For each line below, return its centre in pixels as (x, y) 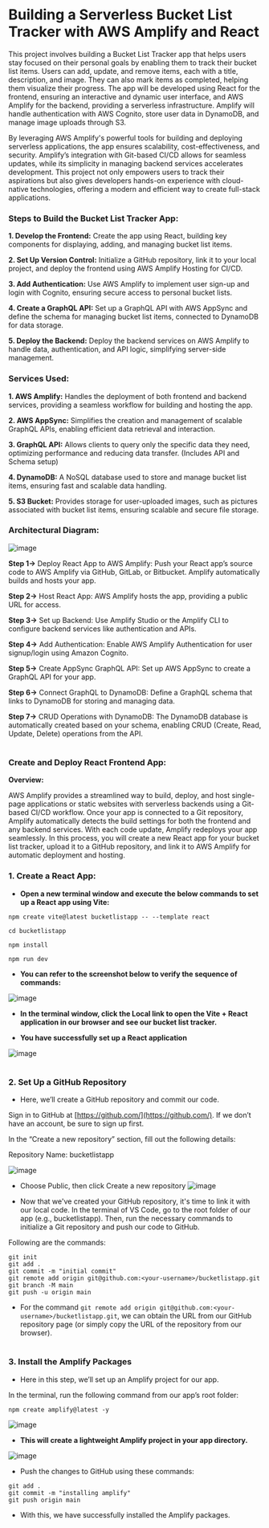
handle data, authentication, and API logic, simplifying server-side (117, 349)
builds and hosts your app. (52, 581)
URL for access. (35, 605)
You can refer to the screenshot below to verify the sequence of (128, 974)
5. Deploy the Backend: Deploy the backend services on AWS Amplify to (129, 341)
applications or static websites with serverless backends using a (134, 804)
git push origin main (45, 1500)
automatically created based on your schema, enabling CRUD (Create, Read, (135, 725)
